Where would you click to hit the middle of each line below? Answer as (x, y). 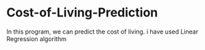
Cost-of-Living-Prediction (82, 13)
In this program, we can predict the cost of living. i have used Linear (102, 32)
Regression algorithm (36, 38)
